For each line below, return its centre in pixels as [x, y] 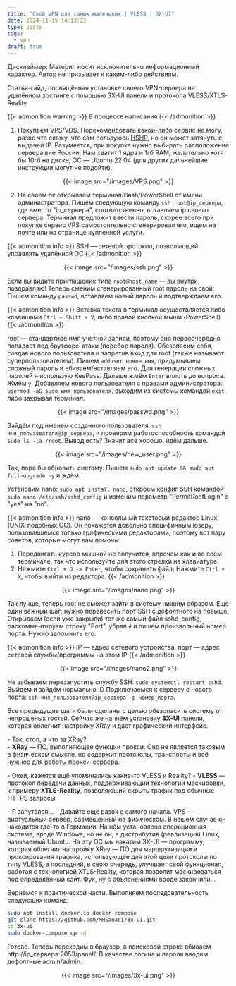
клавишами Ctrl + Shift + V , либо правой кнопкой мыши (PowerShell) [114, 317]
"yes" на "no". [28, 504]
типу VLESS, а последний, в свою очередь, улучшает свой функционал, [116, 864]
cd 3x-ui [20, 926]
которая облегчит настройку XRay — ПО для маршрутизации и [103, 849]
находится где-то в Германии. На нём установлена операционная [107, 827]
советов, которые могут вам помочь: [63, 540]
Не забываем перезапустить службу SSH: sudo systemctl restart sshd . [115, 682]
